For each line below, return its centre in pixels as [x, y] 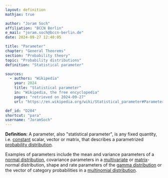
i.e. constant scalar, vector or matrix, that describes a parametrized [74, 140]
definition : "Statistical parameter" [44, 65]
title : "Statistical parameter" [48, 88]
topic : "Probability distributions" [43, 60]
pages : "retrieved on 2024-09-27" [50, 97]
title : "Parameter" [25, 46]
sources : [14, 74]
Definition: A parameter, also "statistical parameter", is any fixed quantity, [81, 134]
